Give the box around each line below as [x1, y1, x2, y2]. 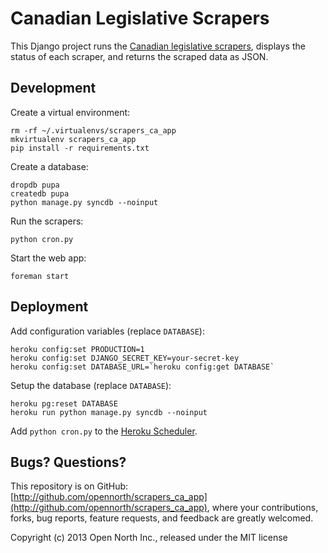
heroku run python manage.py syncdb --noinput [10, 407, 208, 417]
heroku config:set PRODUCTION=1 [10, 344, 145, 354]
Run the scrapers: [10, 215, 84, 227]
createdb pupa [10, 188, 70, 199]
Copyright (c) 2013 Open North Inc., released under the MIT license [10, 532, 288, 544]
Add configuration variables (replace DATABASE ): [10, 325, 205, 337]
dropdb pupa [10, 180, 60, 190]
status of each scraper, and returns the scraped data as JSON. [10, 50, 269, 62]
